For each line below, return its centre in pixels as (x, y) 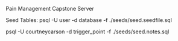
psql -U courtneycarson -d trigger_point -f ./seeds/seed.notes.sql (87, 31)
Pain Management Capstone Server (50, 9)
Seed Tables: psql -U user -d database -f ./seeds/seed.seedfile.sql (89, 20)
